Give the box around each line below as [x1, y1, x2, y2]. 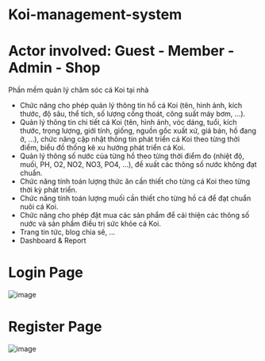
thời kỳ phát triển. [19, 185, 78, 195]
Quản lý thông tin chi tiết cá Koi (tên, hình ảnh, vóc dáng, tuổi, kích [19, 118, 237, 127]
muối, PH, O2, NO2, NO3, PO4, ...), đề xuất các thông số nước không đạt [19, 160, 257, 169]
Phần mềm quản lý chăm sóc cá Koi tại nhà [8, 85, 149, 95]
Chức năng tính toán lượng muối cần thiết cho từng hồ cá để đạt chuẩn [19, 193, 252, 204]
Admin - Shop [8, 59, 101, 77]
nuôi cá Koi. [19, 202, 59, 212]
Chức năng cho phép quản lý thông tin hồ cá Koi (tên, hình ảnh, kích [19, 101, 243, 111]
